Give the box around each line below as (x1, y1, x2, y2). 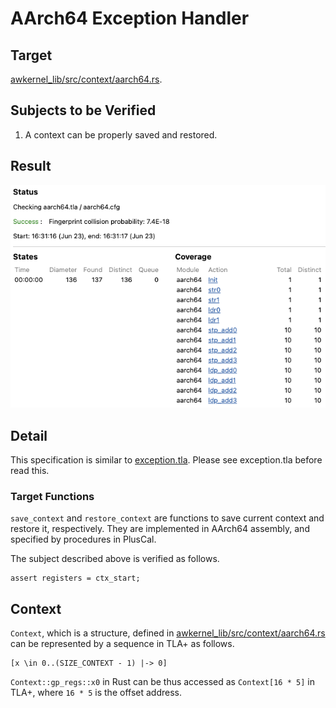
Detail (10, 427, 48, 444)
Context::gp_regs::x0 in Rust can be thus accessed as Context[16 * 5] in (10, 676, 315, 688)
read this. (10, 465, 50, 477)
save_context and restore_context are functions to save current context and (10, 512, 325, 524)
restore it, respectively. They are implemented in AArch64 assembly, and (10, 523, 310, 535)
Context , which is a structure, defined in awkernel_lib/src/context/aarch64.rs (10, 627, 326, 639)
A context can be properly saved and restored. (24, 128, 218, 141)
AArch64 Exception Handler (10, 7, 250, 30)
